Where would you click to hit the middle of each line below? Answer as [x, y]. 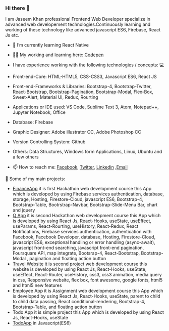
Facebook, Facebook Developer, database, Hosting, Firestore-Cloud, [84, 237]
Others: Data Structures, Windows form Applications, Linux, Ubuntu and [87, 152]
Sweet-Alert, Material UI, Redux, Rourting [55, 97]
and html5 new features [37, 285]
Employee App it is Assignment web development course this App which [88, 291]
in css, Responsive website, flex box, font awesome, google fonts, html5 [88, 280]
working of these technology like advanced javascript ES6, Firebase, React [83, 30]
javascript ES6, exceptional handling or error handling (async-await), [84, 242]
